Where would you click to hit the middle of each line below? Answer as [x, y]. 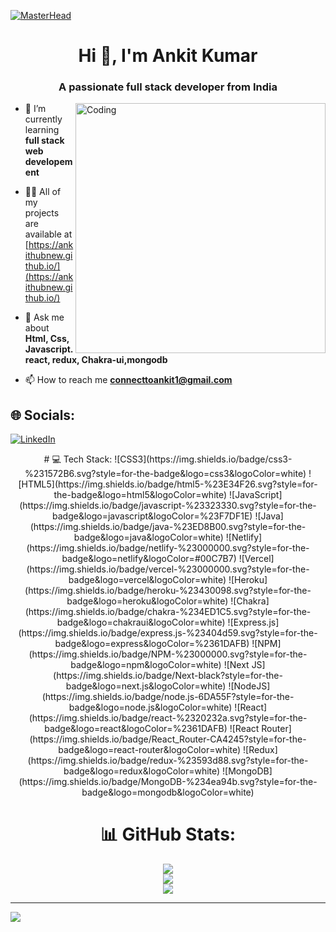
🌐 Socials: [43, 415]
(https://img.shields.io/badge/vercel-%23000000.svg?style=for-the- [168, 569]
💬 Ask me [44, 317]
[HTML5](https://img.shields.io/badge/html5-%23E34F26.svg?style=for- [168, 484]
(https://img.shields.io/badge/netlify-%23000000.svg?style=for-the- [168, 548]
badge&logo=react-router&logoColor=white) [150, 750]
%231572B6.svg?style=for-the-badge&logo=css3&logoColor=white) [165, 474]
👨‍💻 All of [43, 192]
